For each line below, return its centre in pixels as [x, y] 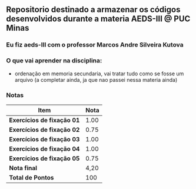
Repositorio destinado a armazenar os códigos [93, 10]
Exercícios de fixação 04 [44, 148]
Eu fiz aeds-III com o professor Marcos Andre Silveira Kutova [95, 45]
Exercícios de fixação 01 [44, 120]
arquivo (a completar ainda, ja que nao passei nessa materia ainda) [96, 79]
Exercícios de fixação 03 [44, 139]
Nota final [23, 168]
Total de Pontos [31, 177]
